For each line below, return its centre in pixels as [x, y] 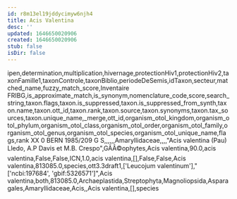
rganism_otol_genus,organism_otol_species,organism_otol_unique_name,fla [117, 133]
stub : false [25, 46]
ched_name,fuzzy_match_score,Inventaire [68, 88]
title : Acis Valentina [41, 20]
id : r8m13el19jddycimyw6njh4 [50, 14]
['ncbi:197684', [29, 173]
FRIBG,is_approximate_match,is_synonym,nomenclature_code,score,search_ [119, 95]
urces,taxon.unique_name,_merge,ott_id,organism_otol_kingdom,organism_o [119, 117]
